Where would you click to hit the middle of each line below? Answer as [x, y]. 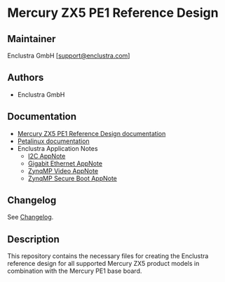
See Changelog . [30, 217]
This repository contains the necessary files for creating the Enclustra [108, 256]
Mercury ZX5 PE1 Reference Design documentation [91, 133]
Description [33, 239]
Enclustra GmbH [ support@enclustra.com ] [69, 55]
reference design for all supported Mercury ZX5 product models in [103, 264]
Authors [26, 78]
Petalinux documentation [53, 141]
